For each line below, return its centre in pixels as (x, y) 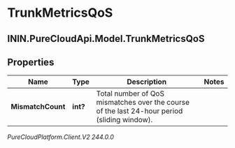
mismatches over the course (143, 103)
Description (147, 82)
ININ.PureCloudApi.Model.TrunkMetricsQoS (106, 39)
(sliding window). (124, 120)
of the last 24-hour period (140, 111)
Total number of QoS (130, 94)
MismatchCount (38, 107)
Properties (31, 62)
